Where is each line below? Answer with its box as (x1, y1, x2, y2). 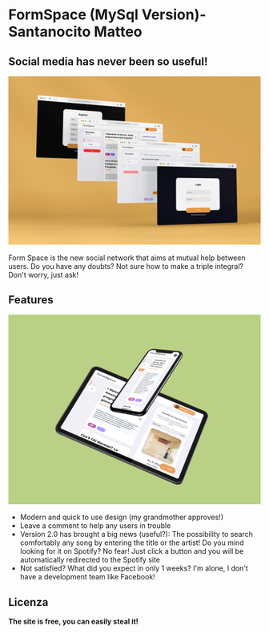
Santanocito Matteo (8, 22, 143, 41)
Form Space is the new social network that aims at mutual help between (8, 253, 246, 262)
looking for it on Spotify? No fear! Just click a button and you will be (19, 547, 244, 556)
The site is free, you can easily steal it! (8, 616, 139, 627)
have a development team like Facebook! (19, 572, 156, 582)
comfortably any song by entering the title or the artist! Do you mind (19, 538, 244, 547)
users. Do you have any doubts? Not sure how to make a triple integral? (8, 261, 244, 270)
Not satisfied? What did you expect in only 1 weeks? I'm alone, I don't (19, 563, 248, 573)
